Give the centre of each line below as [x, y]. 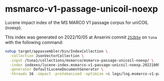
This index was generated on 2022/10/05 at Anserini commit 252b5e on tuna [81, 37]
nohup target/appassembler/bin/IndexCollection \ [57, 51]
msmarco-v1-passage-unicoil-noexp [82, 9]
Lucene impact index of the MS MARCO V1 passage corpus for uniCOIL [77, 22]
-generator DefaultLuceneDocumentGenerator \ [57, 69]
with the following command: [34, 42]
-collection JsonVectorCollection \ [47, 56]
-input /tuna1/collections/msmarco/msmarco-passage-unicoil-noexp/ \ [82, 60]
